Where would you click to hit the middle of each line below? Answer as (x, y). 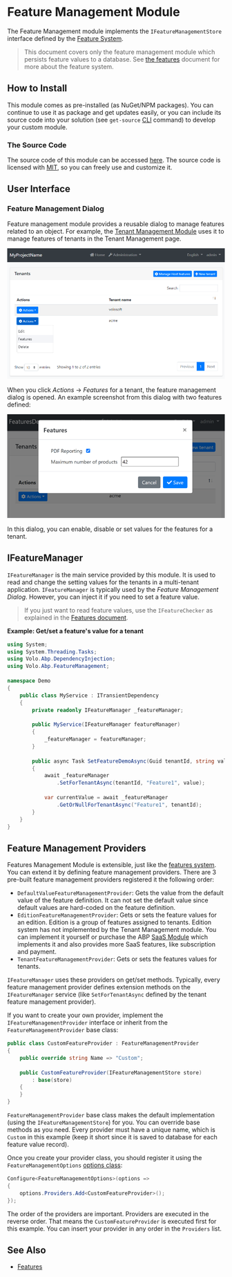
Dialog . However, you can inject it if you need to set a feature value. (104, 597)
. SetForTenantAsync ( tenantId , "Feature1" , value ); (131, 783)
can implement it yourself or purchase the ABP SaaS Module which (113, 937)
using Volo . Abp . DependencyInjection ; (61, 659)
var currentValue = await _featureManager (106, 798)
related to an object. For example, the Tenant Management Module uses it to (116, 231)
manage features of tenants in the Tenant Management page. (94, 239)
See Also (27, 1250)
